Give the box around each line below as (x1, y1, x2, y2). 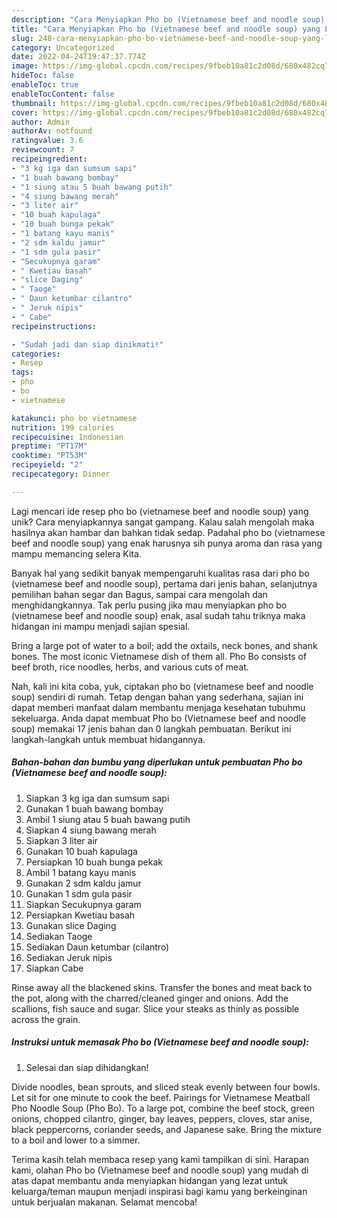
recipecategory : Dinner (11, 469, 111, 479)
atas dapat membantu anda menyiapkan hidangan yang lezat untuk (11, 1174, 289, 1186)
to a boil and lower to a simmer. (11, 1134, 141, 1146)
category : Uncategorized (11, 42, 115, 53)
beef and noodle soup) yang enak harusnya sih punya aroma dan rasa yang (11, 537, 323, 549)
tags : (11, 367, 34, 378)
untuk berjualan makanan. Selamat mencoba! (11, 1196, 198, 1208)
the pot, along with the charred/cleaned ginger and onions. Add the (11, 992, 289, 1004)
